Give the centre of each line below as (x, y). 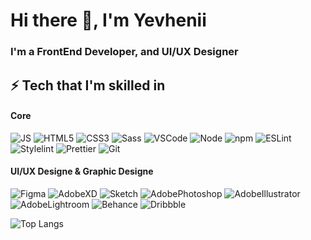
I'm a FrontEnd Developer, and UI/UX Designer (124, 52)
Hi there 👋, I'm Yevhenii (108, 20)
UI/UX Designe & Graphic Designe (82, 171)
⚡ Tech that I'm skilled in (88, 85)
